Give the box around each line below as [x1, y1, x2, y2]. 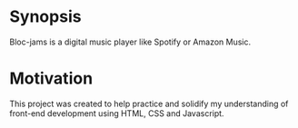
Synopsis [9, 6, 82, 27]
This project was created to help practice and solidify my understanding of [9, 98, 289, 109]
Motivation [9, 68, 94, 89]
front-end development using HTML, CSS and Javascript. [9, 107, 224, 119]
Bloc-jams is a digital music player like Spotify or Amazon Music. [9, 36, 252, 47]
